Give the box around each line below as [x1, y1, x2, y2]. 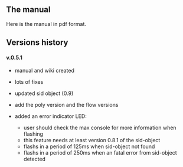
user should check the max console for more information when [23, 124, 177, 132]
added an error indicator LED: [14, 113, 87, 120]
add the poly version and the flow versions [14, 101, 119, 109]
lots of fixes [14, 78, 44, 86]
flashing [23, 130, 43, 137]
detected [23, 156, 46, 163]
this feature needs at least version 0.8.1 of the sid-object [23, 137, 161, 144]
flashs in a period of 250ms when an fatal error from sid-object [23, 149, 177, 156]
